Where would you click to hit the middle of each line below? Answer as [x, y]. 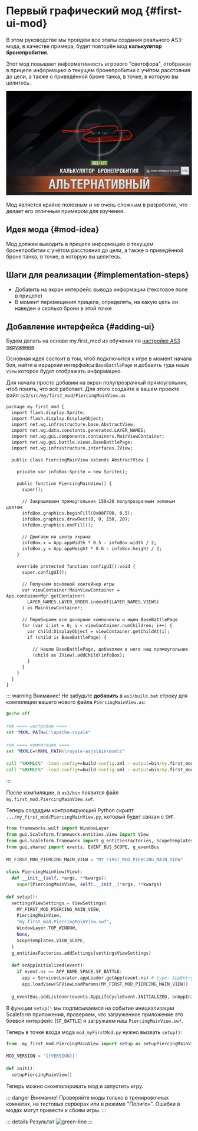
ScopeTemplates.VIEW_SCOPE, [51, 941]
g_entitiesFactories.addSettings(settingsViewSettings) [81, 953]
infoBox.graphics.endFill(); [57, 525]
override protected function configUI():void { [76, 567]
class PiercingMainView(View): [44, 872]
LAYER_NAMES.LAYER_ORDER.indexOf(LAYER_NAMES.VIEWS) [93, 602]
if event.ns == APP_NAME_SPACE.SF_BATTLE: [70, 972]
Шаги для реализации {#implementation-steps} [98, 275]
